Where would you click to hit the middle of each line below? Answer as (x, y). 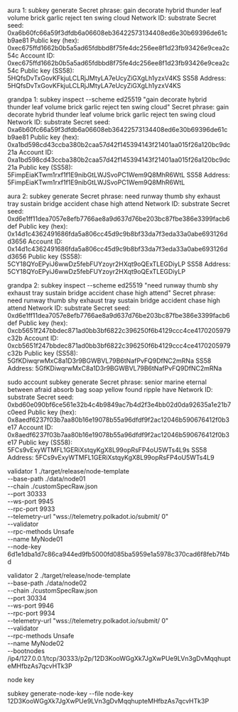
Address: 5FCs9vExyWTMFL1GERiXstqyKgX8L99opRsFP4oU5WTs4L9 (111, 458)
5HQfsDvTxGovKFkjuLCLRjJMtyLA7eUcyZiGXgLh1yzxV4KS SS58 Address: (117, 78)
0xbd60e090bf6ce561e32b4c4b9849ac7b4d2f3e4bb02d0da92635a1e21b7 (119, 405)
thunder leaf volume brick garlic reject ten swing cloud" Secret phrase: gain (118, 107)
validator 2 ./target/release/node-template (69, 575)
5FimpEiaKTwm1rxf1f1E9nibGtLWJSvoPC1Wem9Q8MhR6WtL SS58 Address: (119, 175)
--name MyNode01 (35, 539)
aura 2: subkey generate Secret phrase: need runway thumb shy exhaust (114, 196)
